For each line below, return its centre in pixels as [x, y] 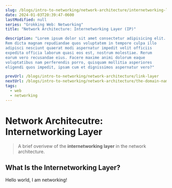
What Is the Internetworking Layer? [63, 167]
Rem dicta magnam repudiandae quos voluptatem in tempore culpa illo [81, 43]
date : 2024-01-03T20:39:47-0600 [40, 15]
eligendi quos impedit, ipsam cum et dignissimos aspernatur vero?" [80, 67]
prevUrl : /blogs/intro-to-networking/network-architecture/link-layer [82, 77]
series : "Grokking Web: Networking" [44, 24]
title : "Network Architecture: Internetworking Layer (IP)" [71, 29]
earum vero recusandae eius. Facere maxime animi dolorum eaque [75, 58]
